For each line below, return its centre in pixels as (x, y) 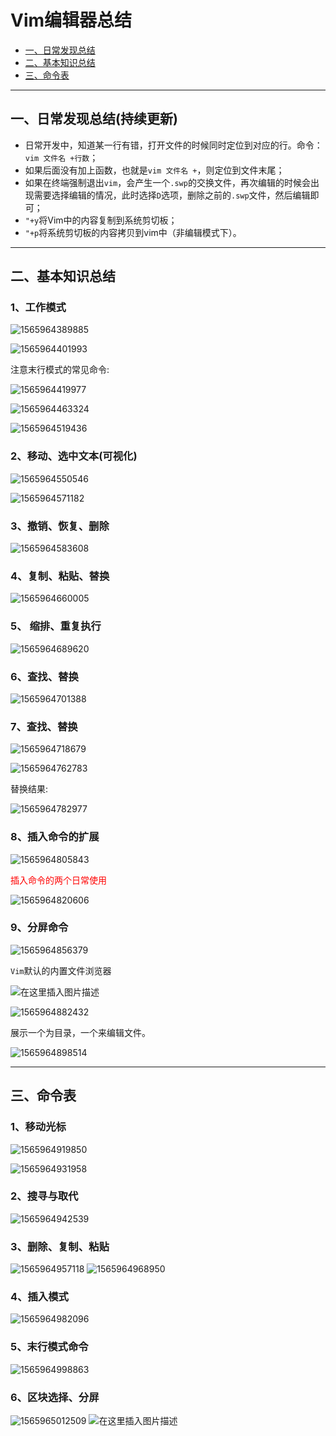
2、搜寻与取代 (44, 1196)
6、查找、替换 (44, 676)
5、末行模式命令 (49, 1347)
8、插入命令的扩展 (55, 837)
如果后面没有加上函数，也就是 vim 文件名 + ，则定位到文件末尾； (154, 170)
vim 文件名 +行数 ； (61, 157)
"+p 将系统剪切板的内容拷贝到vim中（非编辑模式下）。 (133, 232)
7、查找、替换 (44, 726)
